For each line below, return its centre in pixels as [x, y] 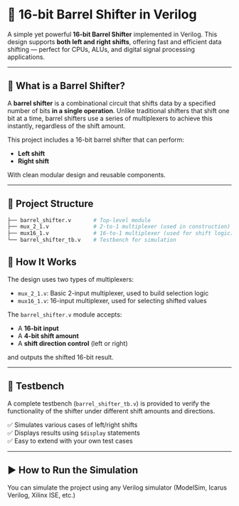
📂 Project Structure [51, 204]
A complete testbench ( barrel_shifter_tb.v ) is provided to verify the [109, 403]
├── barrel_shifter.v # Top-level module [79, 220]
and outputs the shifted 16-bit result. [60, 357]
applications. [26, 57]
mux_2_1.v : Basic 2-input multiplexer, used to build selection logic [113, 293]
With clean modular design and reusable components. [86, 174]
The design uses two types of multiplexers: [70, 279]
